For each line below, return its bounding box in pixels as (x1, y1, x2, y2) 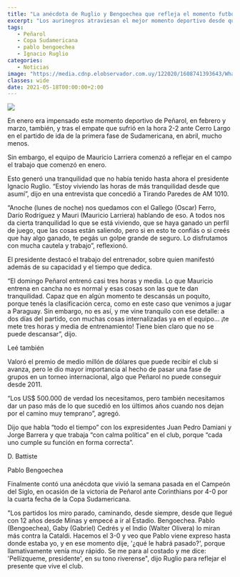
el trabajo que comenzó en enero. (7, 161, 107, 169)
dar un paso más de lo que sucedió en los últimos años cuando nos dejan (7, 401, 224, 411)
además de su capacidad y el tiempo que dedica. (7, 263, 152, 271)
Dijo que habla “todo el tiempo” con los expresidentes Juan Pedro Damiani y (7, 423, 232, 432)
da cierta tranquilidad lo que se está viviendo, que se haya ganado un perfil (7, 219, 229, 227)
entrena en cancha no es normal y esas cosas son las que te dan (7, 284, 199, 293)
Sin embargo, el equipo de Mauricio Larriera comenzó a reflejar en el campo (7, 153, 232, 161)
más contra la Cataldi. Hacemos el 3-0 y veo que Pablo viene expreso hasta (7, 531, 231, 540)
